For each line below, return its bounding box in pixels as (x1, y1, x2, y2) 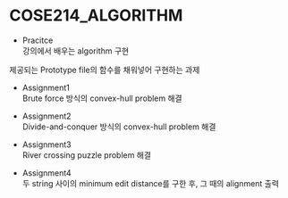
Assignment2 (21, 111, 72, 121)
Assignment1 (21, 82, 70, 93)
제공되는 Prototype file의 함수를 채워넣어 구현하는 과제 (9, 64, 200, 75)
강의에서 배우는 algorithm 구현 (21, 45, 130, 56)
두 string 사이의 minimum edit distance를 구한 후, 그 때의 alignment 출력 (21, 177, 280, 188)
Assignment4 (21, 167, 72, 178)
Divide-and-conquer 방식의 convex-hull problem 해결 (21, 121, 216, 132)
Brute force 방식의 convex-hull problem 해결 (21, 93, 182, 103)
